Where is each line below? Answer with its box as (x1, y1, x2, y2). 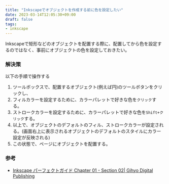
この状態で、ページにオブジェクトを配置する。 (12, 141, 111, 147)
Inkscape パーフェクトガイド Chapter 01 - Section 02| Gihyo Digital (12, 167, 153, 173)
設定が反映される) (12, 134, 50, 141)
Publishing (12, 173, 35, 179)
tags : (5, 21, 17, 27)
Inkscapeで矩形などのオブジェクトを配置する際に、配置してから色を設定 (5, 41, 157, 47)
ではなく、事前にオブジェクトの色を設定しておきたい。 (14, 47, 130, 53)
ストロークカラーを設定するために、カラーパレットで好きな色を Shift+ (12, 109, 160, 115)
